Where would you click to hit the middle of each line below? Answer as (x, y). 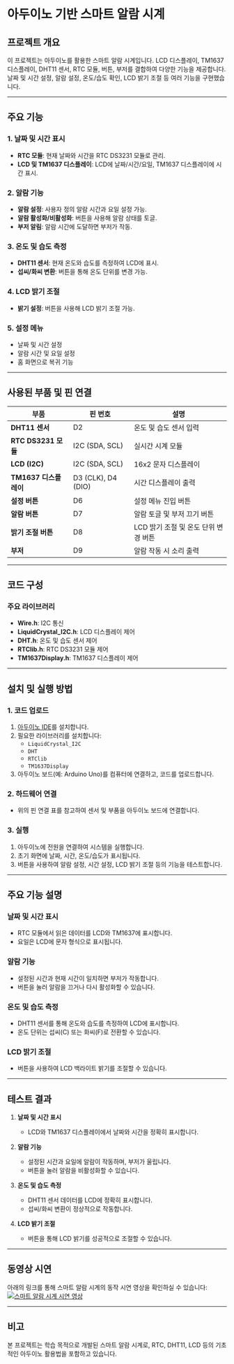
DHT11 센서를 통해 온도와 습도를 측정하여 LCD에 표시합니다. (98, 1023)
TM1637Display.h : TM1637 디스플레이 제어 (78, 658)
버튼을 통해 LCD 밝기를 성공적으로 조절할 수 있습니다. (100, 1239)
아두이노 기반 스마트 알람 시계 (86, 14)
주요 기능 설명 (35, 895)
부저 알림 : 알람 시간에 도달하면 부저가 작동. (75, 226)
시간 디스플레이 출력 (164, 483)
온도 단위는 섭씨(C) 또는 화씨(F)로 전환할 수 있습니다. (89, 1032)
